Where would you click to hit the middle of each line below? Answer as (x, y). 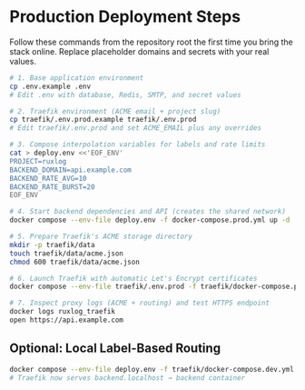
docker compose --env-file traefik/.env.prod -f (103, 287)
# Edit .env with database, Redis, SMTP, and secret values (126, 95)
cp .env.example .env (50, 86)
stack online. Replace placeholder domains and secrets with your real (139, 51)
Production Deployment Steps (125, 17)
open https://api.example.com (67, 320)
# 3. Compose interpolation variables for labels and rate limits (138, 145)
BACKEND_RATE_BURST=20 (52, 187)
